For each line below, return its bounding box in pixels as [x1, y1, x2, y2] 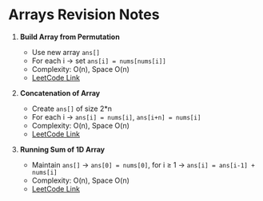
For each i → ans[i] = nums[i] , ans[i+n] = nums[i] [31, 112, 201, 121]
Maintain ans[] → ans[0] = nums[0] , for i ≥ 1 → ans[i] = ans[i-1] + [31, 160, 256, 169]
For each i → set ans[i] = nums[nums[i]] [31, 56, 166, 65]
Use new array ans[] [31, 47, 100, 57]
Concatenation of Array [19, 88, 101, 97]
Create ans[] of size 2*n [31, 104, 113, 113]
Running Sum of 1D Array [19, 144, 106, 154]
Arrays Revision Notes [8, 6, 160, 24]
